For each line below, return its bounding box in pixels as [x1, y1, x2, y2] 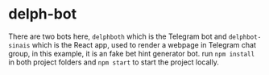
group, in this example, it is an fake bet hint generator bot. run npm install [8, 48, 255, 58]
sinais [8, 41, 31, 49]
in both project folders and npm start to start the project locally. [8, 57, 219, 67]
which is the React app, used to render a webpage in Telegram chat [31, 40, 256, 49]
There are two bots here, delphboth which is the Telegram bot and [8, 31, 227, 41]
